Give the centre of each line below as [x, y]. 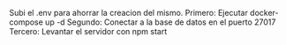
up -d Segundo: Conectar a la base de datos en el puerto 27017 [161, 22]
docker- [265, 13]
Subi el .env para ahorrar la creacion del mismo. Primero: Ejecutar [129, 13]
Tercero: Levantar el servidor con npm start [88, 31]
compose [26, 22]
